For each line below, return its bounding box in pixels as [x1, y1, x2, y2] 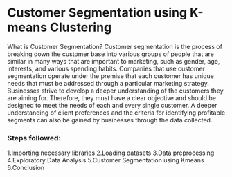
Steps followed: [7, 133, 61, 142]
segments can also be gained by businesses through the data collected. [7, 115, 213, 124]
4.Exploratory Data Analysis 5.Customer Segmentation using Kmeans [7, 156, 204, 165]
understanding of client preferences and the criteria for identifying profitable [7, 109, 226, 117]
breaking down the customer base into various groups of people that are [7, 50, 215, 58]
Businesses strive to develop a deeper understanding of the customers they [7, 86, 224, 95]
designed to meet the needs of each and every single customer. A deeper [7, 101, 217, 109]
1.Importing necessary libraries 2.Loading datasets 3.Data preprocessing [7, 149, 215, 157]
